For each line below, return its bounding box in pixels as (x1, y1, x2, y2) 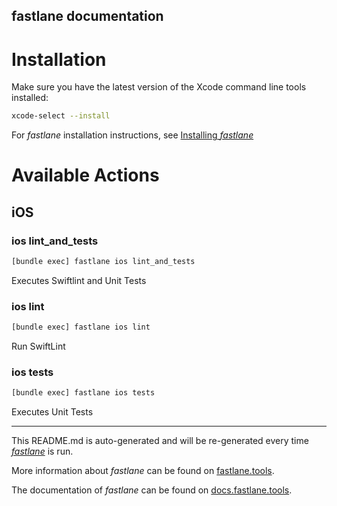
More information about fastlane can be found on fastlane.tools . (11, 465, 275, 477)
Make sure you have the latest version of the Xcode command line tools (11, 81, 307, 93)
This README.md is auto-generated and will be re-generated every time (11, 435, 309, 447)
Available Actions (11, 164, 160, 187)
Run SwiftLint (11, 340, 66, 353)
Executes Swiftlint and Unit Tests (11, 274, 147, 286)
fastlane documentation (11, 8, 164, 25)
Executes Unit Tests (11, 406, 94, 418)
